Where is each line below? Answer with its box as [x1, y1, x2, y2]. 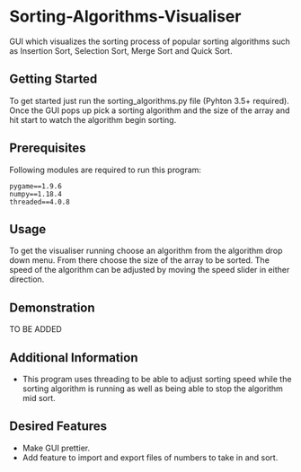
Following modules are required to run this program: [9, 164, 202, 175]
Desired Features [9, 419, 108, 434]
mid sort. [22, 393, 56, 403]
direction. [9, 274, 45, 284]
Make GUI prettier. [22, 442, 91, 453]
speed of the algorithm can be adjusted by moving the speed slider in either [9, 265, 290, 275]
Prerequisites [9, 141, 86, 156]
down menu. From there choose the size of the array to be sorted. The [9, 255, 270, 266]
